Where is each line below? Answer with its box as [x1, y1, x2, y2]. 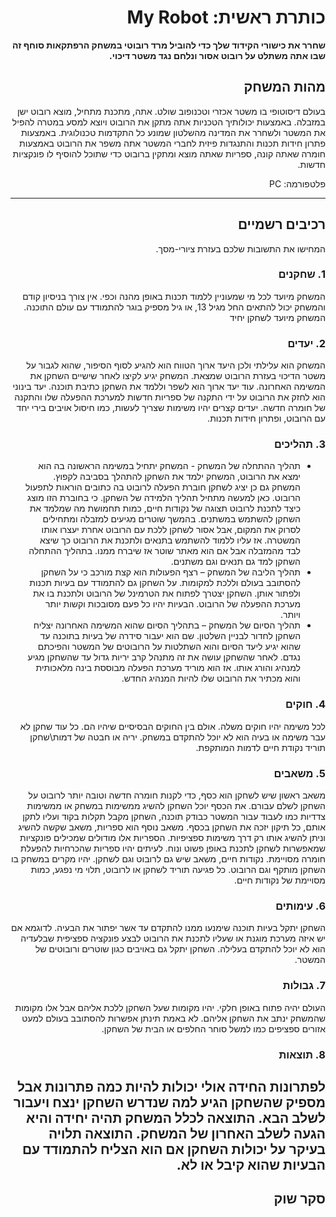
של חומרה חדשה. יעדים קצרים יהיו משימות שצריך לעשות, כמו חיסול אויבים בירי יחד [16, 402, 326, 414]
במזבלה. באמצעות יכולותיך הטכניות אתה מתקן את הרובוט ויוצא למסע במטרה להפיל [11, 116, 326, 128]
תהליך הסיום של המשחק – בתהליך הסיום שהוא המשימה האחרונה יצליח [33, 619, 301, 631]
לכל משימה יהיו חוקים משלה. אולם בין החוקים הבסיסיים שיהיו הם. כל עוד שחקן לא [19, 720, 326, 732]
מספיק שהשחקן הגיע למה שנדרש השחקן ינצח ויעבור [13, 1094, 326, 1111]
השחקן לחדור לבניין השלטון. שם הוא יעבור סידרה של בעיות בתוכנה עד [39, 630, 301, 642]
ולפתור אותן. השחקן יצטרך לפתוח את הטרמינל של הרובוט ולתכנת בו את [32, 587, 301, 600]
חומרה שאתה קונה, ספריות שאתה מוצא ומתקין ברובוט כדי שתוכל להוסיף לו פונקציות [12, 147, 326, 160]
